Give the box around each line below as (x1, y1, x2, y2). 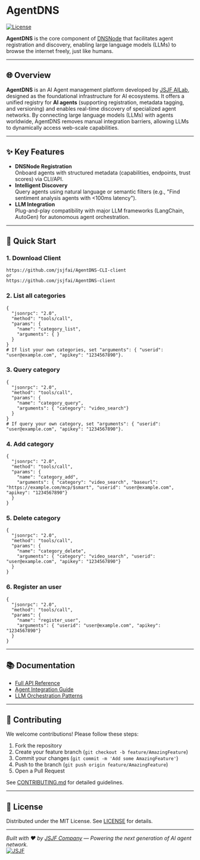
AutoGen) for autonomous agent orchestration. (14, 213, 130, 220)
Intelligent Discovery (14, 182, 68, 189)
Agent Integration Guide (14, 686, 74, 693)
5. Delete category (6, 514, 61, 523)
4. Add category (6, 440, 54, 448)
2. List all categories (6, 292, 66, 300)
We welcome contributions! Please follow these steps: (6, 730, 139, 738)
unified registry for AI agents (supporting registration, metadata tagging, (6, 99, 185, 106)
